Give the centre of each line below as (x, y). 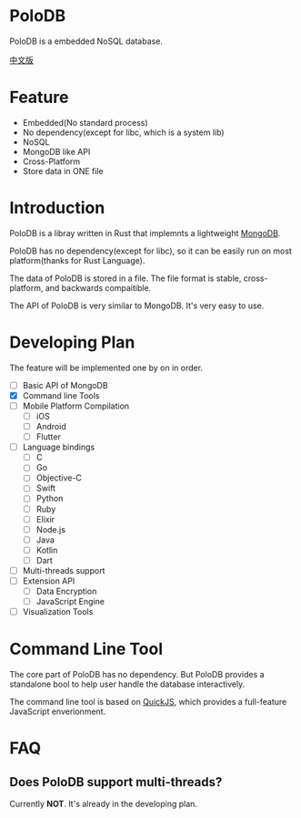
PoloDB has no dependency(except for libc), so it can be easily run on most (151, 251)
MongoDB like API (56, 151)
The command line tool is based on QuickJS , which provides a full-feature (148, 702)
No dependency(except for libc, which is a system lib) (123, 132)
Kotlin (47, 550)
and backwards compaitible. (98, 287)
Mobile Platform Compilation (76, 406)
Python (50, 499)
